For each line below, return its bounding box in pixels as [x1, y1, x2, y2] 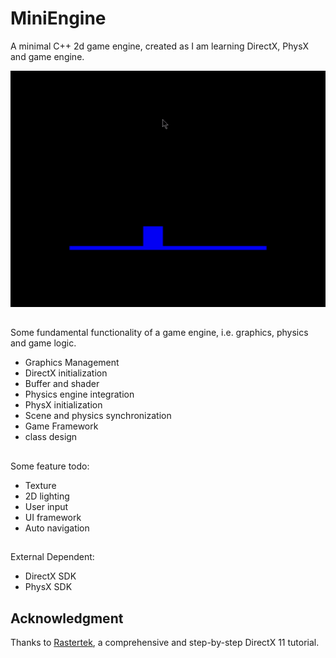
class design [24, 431, 78, 443]
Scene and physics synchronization [24, 410, 172, 422]
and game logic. [10, 337, 77, 349]
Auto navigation [24, 522, 90, 534]
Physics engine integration [24, 388, 135, 401]
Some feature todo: [10, 460, 90, 472]
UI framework [24, 511, 82, 523]
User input [24, 500, 69, 512]
